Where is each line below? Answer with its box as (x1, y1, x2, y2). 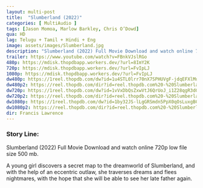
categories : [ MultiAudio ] (6, 20, 77, 26)
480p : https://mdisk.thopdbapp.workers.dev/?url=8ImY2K (6, 59, 150, 65)
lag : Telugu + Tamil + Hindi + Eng (6, 37, 96, 43)
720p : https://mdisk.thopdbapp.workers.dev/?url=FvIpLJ (6, 65, 150, 71)
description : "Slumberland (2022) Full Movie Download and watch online (6, 48, 193, 54)
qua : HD (6, 31, 26, 37)
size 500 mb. (6, 150, 39, 157)
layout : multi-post (6, 8, 56, 15)
